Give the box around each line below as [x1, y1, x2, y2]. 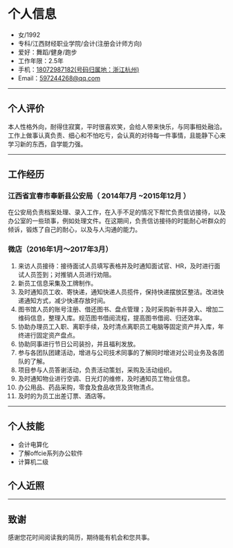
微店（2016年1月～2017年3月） [8, 244, 113, 254]
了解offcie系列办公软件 [17, 449, 84, 457]
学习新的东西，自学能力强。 [8, 139, 87, 148]
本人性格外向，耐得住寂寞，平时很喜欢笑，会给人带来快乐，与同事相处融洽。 [8, 122, 226, 130]
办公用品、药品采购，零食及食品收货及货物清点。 [17, 383, 158, 391]
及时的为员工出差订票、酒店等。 [17, 391, 109, 400]
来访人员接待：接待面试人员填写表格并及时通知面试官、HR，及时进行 [17, 262, 215, 270]
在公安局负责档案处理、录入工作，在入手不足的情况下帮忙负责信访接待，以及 [8, 208, 226, 216]
